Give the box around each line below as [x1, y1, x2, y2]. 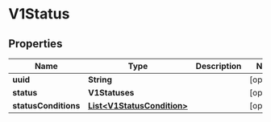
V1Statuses [87, 87, 135, 98]
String [87, 74, 113, 85]
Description [195, 61, 242, 71]
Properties [8, 37, 63, 51]
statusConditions [12, 100, 81, 111]
